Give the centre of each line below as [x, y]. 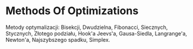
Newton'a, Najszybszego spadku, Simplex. [58, 40]
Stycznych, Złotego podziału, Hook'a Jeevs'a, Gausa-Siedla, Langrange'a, [96, 33]
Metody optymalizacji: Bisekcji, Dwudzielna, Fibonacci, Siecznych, [87, 27]
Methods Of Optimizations [72, 11]
